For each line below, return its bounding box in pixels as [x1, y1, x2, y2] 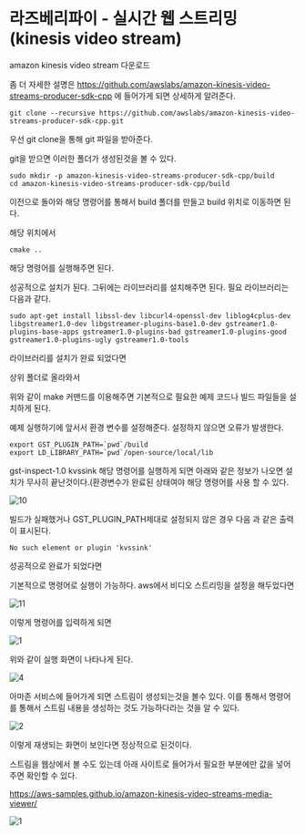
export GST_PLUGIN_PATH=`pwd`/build [9, 439, 148, 449]
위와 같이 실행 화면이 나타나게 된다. [9, 654, 134, 665]
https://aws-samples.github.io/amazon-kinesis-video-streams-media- [9, 788, 273, 799]
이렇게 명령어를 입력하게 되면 [9, 616, 112, 627]
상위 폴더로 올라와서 [9, 371, 80, 383]
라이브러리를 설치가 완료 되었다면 [9, 352, 127, 363]
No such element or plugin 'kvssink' [9, 543, 153, 552]
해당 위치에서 [9, 227, 56, 238]
